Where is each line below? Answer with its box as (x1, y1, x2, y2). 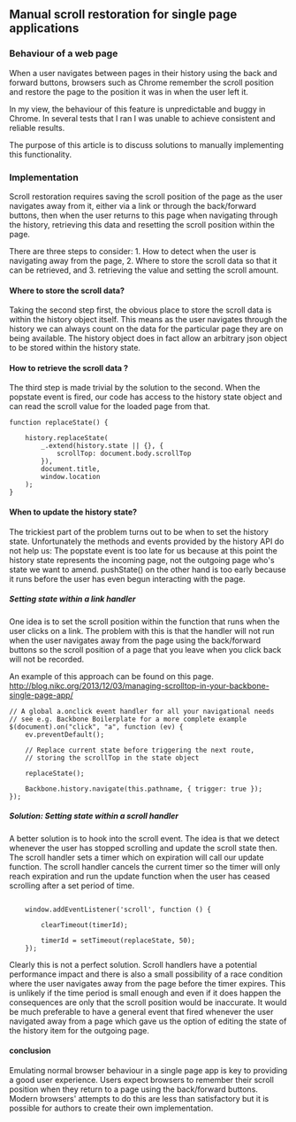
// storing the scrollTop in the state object (25, 753, 200, 762)
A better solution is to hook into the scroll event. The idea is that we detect (9, 832, 280, 844)
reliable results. (9, 122, 65, 133)
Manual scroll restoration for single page (9, 7, 238, 22)
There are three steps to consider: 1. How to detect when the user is (9, 245, 256, 256)
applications (9, 21, 80, 36)
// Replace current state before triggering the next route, (25, 746, 254, 754)
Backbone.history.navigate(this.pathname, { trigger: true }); (25, 784, 263, 793)
